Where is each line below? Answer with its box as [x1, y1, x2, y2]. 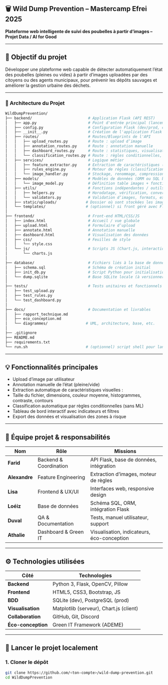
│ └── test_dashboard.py [5, 297, 61, 303]
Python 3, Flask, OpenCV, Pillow [52, 580, 128, 587]
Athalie [7, 532, 25, 539]
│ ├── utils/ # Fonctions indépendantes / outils [5, 185, 164, 190]
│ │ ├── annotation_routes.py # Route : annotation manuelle [5, 144, 153, 149]
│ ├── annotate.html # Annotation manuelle [5, 227, 135, 233]
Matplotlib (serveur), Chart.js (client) [52, 605, 138, 612]
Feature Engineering [37, 474, 85, 481]
